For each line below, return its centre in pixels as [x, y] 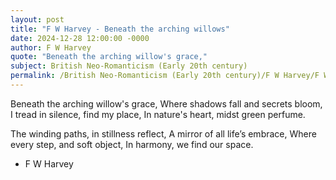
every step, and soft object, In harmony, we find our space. [132, 144]
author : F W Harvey [51, 47]
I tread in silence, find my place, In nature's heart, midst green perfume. [158, 114]
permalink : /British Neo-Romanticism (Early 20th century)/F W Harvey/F [165, 76]
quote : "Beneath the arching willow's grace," [109, 57]
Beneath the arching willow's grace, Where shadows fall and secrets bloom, [166, 103]
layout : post [37, 19]
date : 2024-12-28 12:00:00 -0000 [80, 38]
